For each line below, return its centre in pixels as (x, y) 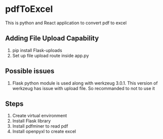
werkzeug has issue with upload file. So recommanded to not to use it (83, 88)
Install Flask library (31, 121)
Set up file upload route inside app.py (51, 55)
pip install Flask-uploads (37, 50)
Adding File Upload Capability (52, 38)
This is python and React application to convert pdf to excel (66, 23)
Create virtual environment (40, 116)
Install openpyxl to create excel (44, 132)
